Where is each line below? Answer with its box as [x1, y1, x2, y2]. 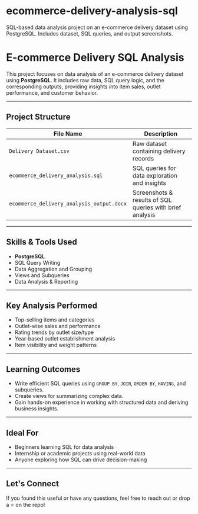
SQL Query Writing [14, 259, 61, 266]
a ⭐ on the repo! [6, 501, 45, 508]
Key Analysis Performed [6, 300, 98, 310]
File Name [53, 129, 82, 137]
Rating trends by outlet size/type [14, 329, 94, 336]
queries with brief [132, 203, 181, 211]
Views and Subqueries [14, 271, 70, 279]
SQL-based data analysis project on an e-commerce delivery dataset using [6, 24, 189, 31]
